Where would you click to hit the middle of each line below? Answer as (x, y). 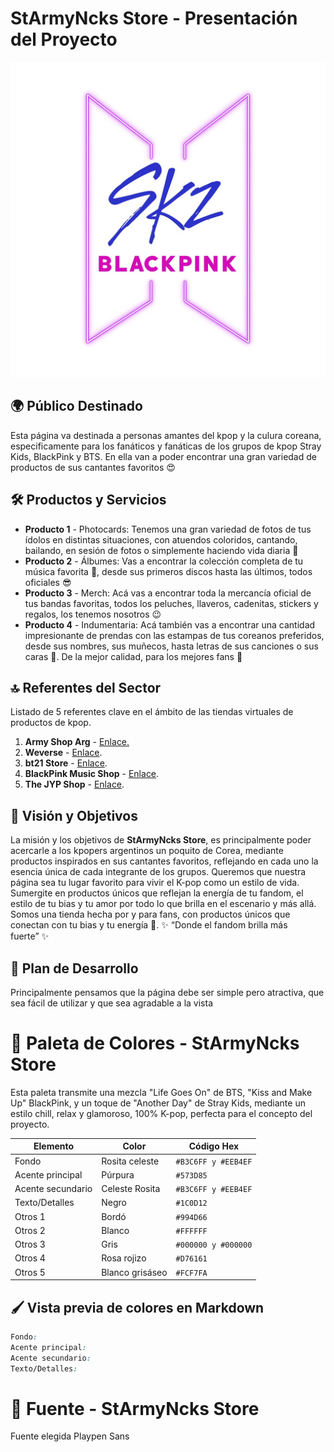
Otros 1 (30, 1216)
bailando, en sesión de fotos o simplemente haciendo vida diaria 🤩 (161, 550)
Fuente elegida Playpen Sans (70, 1436)
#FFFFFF (191, 1231)
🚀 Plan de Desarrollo (74, 968)
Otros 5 (30, 1272)
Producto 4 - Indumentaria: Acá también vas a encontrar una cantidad (170, 624)
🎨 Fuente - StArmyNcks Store (135, 1408)
